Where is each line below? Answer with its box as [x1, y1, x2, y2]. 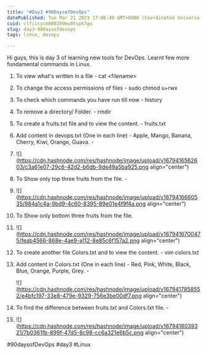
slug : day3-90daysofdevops [7, 26, 76, 33]
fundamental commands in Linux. [7, 61, 92, 68]
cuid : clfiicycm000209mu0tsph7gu [7, 20, 93, 26]
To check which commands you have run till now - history [15, 96, 163, 104]
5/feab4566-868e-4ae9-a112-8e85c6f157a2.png [15, 237, 140, 244]
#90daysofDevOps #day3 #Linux [7, 341, 91, 348]
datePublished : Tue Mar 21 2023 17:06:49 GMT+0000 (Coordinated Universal [7, 15, 203, 21]
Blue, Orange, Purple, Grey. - [15, 267, 90, 275]
